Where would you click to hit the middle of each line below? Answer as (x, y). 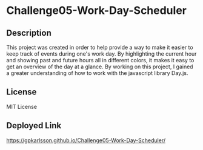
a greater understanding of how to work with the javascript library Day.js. (97, 73)
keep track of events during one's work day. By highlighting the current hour (101, 54)
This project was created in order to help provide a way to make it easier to (100, 47)
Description (29, 33)
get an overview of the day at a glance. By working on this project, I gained (100, 67)
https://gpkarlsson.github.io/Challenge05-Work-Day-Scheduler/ (86, 140)
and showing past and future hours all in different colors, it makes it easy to (100, 60)
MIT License (22, 106)
